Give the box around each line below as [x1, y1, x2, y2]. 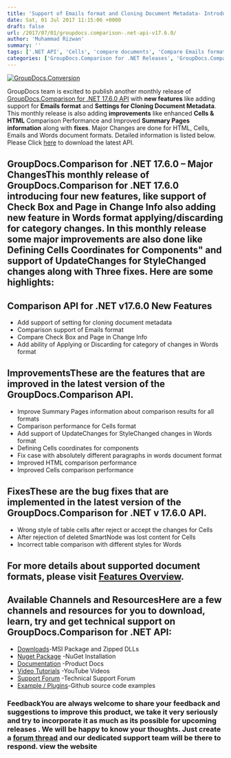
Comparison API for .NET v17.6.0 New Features [7, 300, 212, 312]
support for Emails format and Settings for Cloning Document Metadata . [7, 101, 217, 110]
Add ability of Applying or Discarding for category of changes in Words [16, 340, 219, 348]
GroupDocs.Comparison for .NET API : [7, 627, 172, 638]
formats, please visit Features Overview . [7, 571, 184, 582]
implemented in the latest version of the [7, 496, 181, 508]
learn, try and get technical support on [7, 615, 176, 627]
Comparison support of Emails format [16, 325, 124, 334]
